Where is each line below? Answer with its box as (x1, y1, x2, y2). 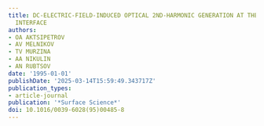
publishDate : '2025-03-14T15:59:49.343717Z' (8, 77, 156, 85)
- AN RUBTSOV (8, 63, 51, 70)
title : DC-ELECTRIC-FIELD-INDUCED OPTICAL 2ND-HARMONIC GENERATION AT (8, 11, 244, 20)
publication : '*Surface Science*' (8, 99, 122, 106)
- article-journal (8, 92, 68, 99)
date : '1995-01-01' (8, 70, 72, 77)
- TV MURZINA (8, 48, 51, 56)
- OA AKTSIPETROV (8, 33, 65, 41)
